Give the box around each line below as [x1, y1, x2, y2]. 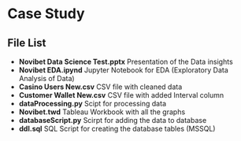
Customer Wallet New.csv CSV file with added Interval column [18, 91, 224, 99]
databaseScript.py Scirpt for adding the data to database [18, 116, 207, 124]
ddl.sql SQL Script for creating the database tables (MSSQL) [18, 124, 216, 133]
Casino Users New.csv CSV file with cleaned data [18, 82, 183, 91]
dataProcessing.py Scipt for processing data [18, 99, 167, 108]
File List [7, 36, 46, 50]
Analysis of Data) [18, 74, 76, 83]
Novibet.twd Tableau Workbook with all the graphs [18, 107, 186, 117]
